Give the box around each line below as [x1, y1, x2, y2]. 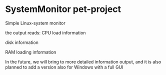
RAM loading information [5, 49, 56, 55]
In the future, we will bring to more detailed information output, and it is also [5, 58, 161, 64]
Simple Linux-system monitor [5, 20, 66, 26]
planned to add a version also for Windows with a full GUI [5, 64, 123, 70]
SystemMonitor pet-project [5, 3, 121, 15]
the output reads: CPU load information [5, 29, 86, 35]
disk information [5, 39, 39, 45]
